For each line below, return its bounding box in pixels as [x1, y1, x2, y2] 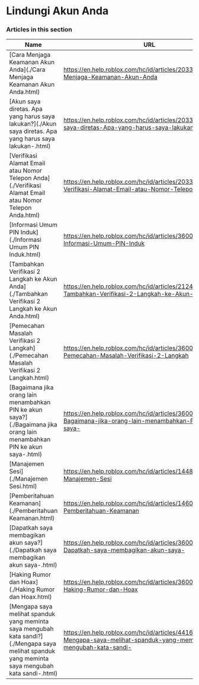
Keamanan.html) [9, 514, 55, 522]
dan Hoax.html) [9, 593, 52, 601]
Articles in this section [6, 26, 72, 34]
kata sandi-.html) [9, 670, 58, 678]
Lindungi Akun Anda [6, 4, 109, 18]
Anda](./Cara [9, 65, 46, 74]
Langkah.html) [9, 374, 49, 382]
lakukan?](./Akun [9, 120, 57, 128]
